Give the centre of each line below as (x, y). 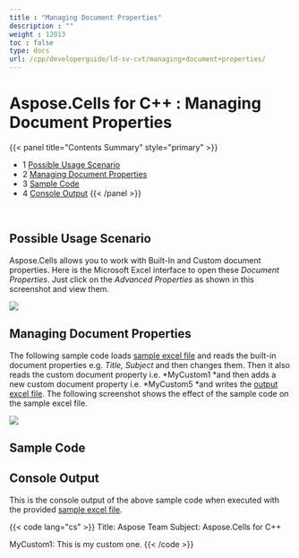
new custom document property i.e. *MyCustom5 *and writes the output (144, 384)
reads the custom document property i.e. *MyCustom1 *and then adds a (143, 374)
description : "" (42, 26)
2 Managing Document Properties (85, 174)
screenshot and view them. (60, 288)
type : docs (30, 51)
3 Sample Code (51, 184)
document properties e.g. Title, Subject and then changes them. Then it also (150, 365)
